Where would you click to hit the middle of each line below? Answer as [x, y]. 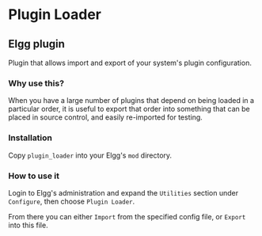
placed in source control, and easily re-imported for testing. [106, 117]
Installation [30, 138]
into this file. [28, 225]
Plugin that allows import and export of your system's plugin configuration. [130, 63]
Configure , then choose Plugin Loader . [72, 201]
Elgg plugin [36, 44]
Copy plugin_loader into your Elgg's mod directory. [90, 155]
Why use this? [36, 83]
